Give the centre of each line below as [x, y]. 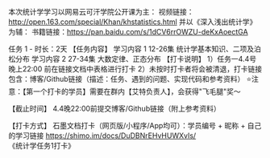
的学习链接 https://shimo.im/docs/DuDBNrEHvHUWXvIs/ [102, 136]
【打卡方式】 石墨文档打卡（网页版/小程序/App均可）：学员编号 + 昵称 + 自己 [135, 126]
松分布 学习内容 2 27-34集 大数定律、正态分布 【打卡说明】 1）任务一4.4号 [132, 59]
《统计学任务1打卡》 [42, 146]
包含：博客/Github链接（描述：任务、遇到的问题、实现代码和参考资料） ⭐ [130, 79]
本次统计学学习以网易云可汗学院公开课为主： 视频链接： [101, 12]
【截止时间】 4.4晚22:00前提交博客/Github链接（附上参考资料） [114, 108]
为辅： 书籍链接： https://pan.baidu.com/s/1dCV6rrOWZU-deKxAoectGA [128, 32]
